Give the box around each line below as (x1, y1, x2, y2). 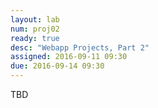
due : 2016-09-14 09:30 (10, 61, 105, 71)
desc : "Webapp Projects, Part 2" (10, 42, 150, 53)
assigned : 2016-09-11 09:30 (10, 52, 128, 62)
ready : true (10, 33, 60, 43)
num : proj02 (10, 24, 60, 34)
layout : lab (10, 14, 60, 25)
